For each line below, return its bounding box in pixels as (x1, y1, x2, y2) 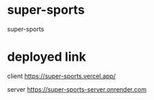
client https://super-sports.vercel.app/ (7, 72, 116, 80)
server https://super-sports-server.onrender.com (7, 85, 147, 93)
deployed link (7, 49, 86, 65)
